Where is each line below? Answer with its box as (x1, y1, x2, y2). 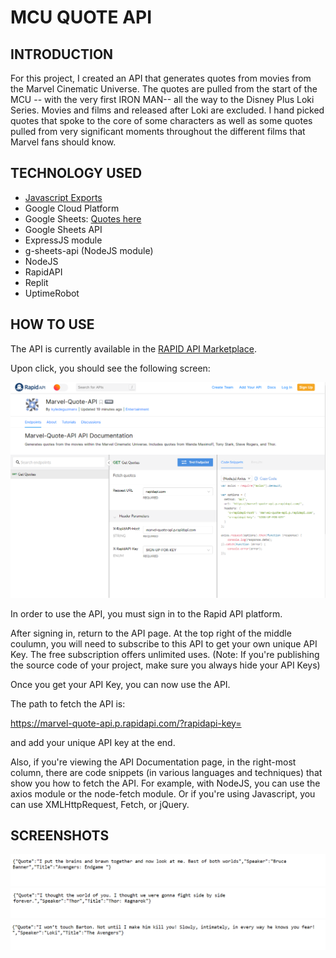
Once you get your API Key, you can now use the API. (10, 678, 231, 690)
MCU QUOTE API (10, 6, 153, 29)
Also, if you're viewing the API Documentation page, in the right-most (10, 756, 297, 768)
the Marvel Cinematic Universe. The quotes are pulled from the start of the (10, 83, 318, 95)
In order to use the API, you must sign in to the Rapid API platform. (10, 607, 283, 620)
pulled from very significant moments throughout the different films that (10, 126, 306, 137)
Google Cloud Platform (24, 202, 120, 214)
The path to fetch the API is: (10, 697, 126, 710)
